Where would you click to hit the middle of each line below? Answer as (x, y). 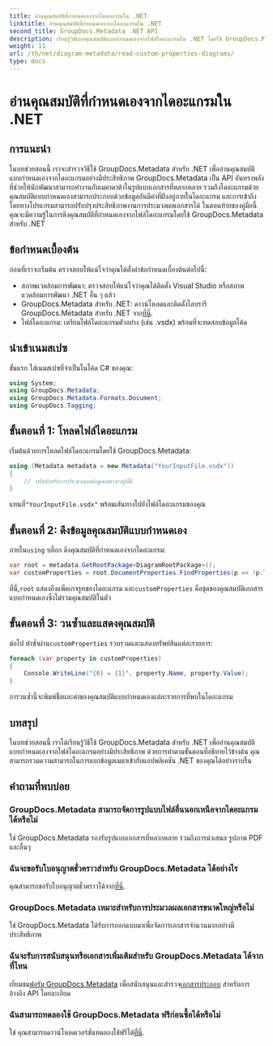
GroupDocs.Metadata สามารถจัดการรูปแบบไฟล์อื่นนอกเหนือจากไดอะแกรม (134, 809)
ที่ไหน (18, 966)
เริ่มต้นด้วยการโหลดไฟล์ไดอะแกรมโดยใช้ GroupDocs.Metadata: (100, 450)
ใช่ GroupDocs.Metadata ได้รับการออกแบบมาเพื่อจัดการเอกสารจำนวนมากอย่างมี (122, 925)
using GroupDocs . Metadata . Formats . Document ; (85, 398)
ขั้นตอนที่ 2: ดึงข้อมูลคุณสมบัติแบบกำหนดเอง (98, 530)
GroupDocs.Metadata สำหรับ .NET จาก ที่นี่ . (87, 313)
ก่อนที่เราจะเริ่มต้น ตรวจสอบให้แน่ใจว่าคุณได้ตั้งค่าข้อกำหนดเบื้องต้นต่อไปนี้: (108, 269)
